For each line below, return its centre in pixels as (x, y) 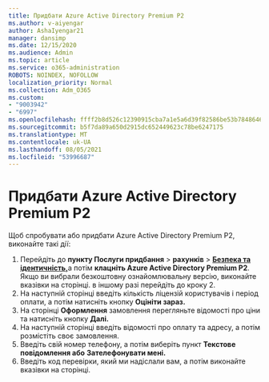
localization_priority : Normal (60, 82)
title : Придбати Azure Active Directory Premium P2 (96, 16)
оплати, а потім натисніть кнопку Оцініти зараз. (102, 302)
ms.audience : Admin (41, 53)
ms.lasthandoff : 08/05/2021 (55, 149)
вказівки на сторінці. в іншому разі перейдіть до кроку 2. (118, 285)
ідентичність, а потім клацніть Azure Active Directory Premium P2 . (134, 268)
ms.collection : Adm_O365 (50, 90)
